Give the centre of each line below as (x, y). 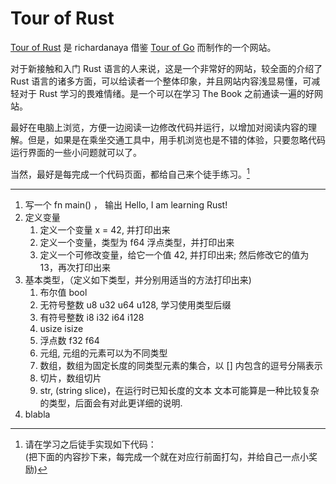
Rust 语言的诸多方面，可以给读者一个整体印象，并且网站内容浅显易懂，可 (161, 81)
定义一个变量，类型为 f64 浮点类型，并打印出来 (137, 242)
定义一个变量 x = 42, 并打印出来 (105, 229)
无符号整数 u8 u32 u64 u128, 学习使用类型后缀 (135, 304)
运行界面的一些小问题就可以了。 (76, 152)
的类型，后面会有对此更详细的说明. (111, 403)
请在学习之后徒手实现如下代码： (90, 444)
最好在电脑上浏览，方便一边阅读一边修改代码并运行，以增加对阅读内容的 (159, 127)
